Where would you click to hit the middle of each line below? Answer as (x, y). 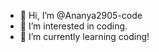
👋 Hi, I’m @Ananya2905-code (81, 15)
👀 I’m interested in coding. (73, 26)
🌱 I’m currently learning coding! (84, 36)
